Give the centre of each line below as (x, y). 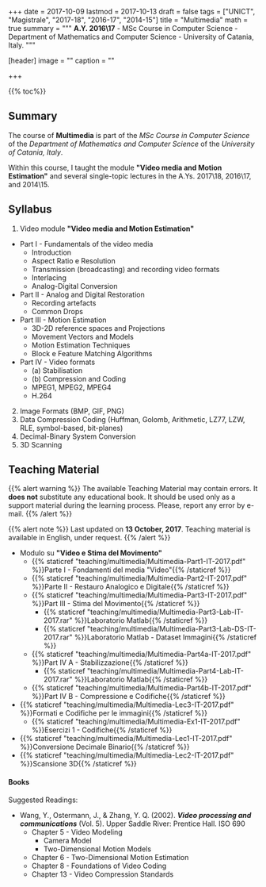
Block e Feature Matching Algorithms (92, 353)
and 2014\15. (29, 184)
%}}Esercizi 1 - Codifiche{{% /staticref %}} (102, 730)
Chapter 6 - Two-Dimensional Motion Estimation (110, 857)
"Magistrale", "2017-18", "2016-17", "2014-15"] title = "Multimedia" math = (128, 20)
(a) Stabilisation (57, 370)
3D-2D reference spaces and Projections (98, 328)
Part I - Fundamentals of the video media (86, 244)
